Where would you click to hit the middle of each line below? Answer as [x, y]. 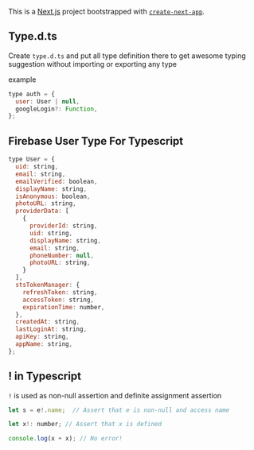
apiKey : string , [42, 337]
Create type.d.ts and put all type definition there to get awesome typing [127, 56]
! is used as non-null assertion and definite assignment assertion [115, 395]
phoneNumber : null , [61, 255]
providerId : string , [63, 226]
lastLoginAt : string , [51, 329]
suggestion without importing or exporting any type [93, 64]
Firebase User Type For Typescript [96, 141]
